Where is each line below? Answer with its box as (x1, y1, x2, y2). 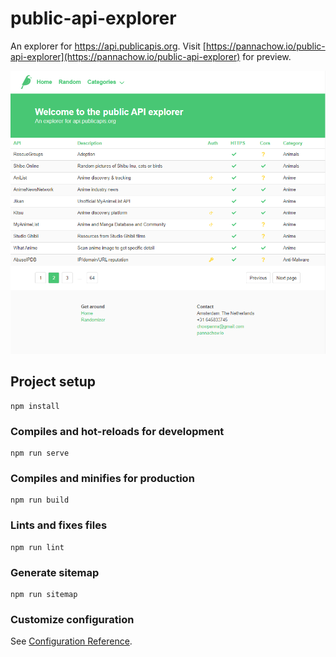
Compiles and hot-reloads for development (10, 424, 225, 438)
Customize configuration (10, 612, 135, 626)
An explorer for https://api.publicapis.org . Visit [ (10, 40, 207, 52)
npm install (10, 401, 60, 411)
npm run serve (10, 448, 70, 459)
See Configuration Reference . (10, 635, 133, 647)
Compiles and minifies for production (10, 472, 195, 486)
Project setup (10, 373, 97, 391)
